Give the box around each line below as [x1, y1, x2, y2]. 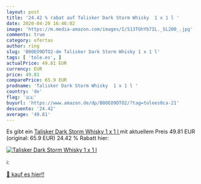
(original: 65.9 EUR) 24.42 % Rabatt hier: [6, 134, 109, 142]
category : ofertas [6, 37, 53, 43]
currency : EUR [6, 65, 43, 72]
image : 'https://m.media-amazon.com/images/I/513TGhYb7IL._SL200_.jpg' [6, 26, 193, 32]
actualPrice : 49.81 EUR [6, 60, 67, 66]
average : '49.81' [6, 111, 51, 117]
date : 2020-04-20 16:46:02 [6, 20, 75, 26]
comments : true [6, 32, 45, 38]
